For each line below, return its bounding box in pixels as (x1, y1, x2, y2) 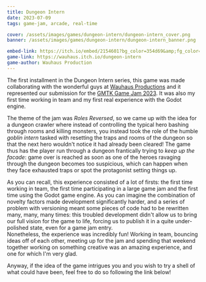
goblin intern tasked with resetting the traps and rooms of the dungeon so (7, 134, 193, 141)
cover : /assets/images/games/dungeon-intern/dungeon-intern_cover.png (7, 31, 191, 37)
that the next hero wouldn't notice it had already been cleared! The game (7, 140, 191, 148)
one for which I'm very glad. (7, 250, 78, 257)
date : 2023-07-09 (7, 15, 51, 21)
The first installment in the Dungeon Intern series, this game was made (7, 76, 185, 83)
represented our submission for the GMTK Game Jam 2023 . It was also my (7, 90, 196, 97)
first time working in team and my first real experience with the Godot (7, 96, 182, 103)
